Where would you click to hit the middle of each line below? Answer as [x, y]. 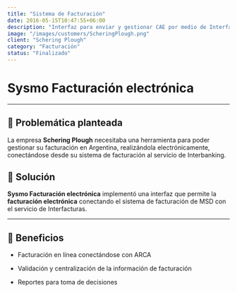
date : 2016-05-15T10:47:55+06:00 [56, 20]
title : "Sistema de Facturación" [56, 14]
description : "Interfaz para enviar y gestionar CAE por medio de [107, 27]
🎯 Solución [31, 177]
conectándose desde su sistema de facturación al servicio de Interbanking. [117, 155]
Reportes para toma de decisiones [67, 282]
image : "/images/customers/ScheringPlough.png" [79, 34]
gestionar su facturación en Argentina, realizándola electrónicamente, [109, 147]
